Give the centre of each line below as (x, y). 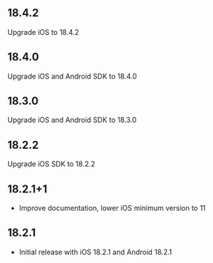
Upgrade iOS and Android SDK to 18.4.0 (72, 76)
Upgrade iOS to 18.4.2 (44, 32)
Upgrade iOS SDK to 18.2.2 (51, 164)
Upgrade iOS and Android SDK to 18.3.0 (72, 120)
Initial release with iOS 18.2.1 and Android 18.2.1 (95, 252)
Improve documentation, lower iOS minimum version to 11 (112, 208)
